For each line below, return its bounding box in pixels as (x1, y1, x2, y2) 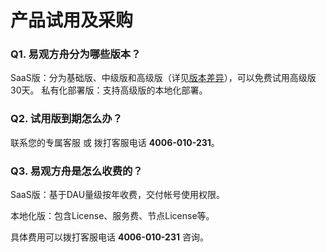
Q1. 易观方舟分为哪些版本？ (10, 47, 142, 61)
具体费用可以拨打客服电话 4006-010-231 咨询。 (10, 231, 209, 243)
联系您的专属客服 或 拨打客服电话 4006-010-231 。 (10, 136, 220, 148)
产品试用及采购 (10, 9, 134, 32)
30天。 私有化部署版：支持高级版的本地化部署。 (10, 84, 208, 96)
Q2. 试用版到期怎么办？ (10, 112, 123, 126)
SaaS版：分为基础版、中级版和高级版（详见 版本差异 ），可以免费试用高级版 (10, 72, 317, 84)
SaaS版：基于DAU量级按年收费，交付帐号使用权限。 (10, 189, 226, 201)
